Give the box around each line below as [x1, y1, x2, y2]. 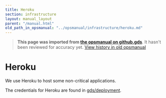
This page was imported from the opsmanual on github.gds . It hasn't [17, 39, 161, 45]
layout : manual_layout [5, 16, 52, 21]
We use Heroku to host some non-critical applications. [5, 78, 116, 84]
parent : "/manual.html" [5, 21, 55, 26]
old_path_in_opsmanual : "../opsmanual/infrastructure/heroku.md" [5, 26, 143, 31]
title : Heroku [5, 7, 35, 12]
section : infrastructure [5, 12, 56, 17]
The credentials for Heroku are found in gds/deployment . [5, 87, 121, 94]
